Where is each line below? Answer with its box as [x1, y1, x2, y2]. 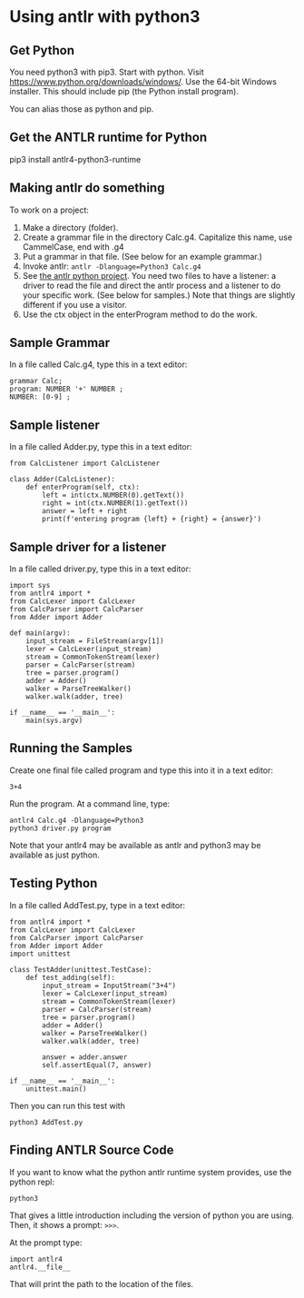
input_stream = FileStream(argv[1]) [25, 637, 165, 646]
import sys [9, 581, 51, 590]
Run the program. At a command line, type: [9, 798, 171, 809]
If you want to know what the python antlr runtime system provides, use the [9, 1166, 292, 1177]
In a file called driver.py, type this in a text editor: [9, 563, 191, 574]
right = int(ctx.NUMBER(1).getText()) [42, 499, 189, 508]
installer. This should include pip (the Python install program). [9, 86, 239, 96]
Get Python [9, 43, 75, 58]
